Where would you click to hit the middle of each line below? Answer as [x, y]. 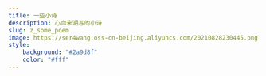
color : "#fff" [46, 60]
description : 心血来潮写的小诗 [55, 23]
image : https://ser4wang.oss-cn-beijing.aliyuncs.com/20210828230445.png [133, 38]
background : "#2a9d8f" [60, 52]
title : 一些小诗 [33, 15]
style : [19, 45]
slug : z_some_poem [39, 30]
